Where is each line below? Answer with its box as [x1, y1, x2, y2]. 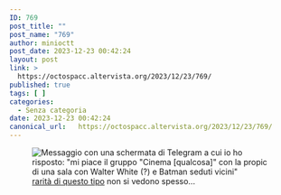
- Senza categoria [17, 106, 88, 115]
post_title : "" [9, 22, 67, 31]
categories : [9, 97, 54, 107]
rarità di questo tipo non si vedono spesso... [32, 176, 196, 186]
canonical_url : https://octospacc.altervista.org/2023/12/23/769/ [9, 123, 273, 132]
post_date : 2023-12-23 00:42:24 [9, 47, 131, 56]
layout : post [9, 55, 59, 64]
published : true [9, 80, 70, 89]
